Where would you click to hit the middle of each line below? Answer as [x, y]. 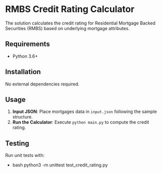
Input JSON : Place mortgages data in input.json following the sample [84, 111]
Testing [17, 143]
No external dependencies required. [42, 84]
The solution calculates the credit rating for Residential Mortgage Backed [80, 23]
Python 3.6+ [25, 56]
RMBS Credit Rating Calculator [70, 9]
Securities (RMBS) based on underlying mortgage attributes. [67, 28]
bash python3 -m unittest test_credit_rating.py [60, 165]
